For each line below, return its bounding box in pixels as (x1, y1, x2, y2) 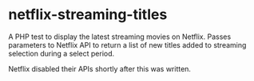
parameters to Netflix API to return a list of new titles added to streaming (8, 40, 247, 49)
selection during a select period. (8, 48, 115, 58)
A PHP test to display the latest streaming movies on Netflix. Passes (8, 32, 232, 41)
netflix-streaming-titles (8, 6, 168, 24)
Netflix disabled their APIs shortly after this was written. (8, 64, 192, 73)
